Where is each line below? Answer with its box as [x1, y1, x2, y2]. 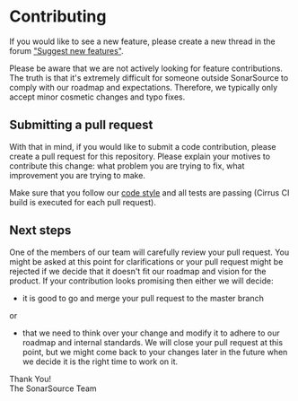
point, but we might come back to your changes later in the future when [22, 346, 288, 357]
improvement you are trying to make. [9, 170, 146, 180]
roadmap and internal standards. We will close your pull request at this [22, 336, 284, 347]
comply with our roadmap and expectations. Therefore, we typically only [9, 82, 278, 92]
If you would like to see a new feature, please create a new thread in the [9, 36, 276, 47]
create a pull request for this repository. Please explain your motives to [9, 151, 271, 161]
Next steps [9, 222, 72, 239]
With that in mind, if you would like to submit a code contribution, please [9, 141, 276, 152]
